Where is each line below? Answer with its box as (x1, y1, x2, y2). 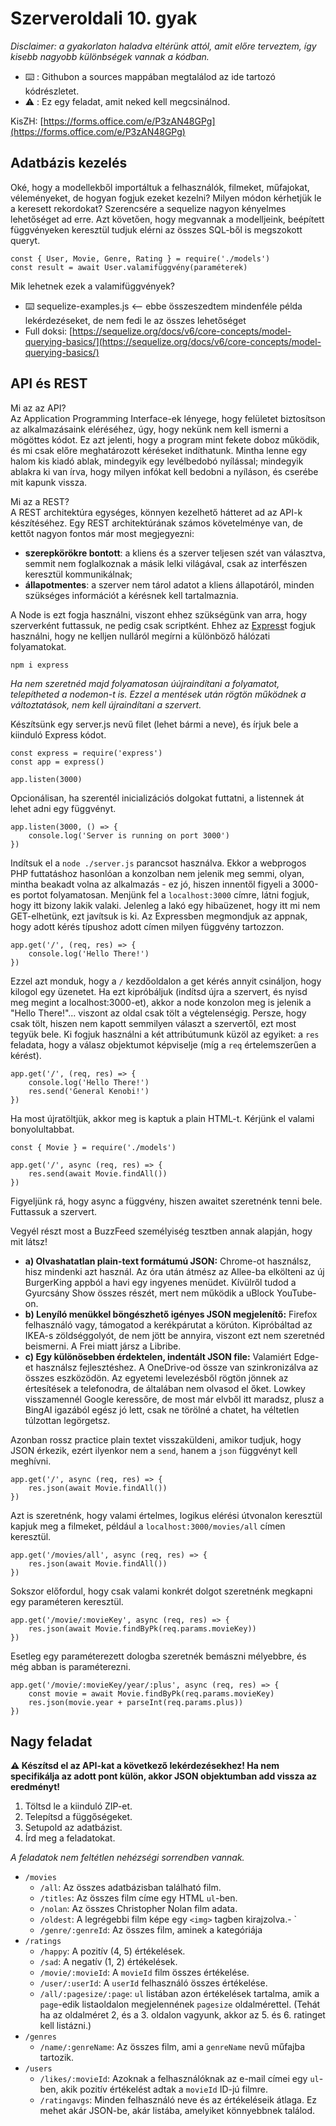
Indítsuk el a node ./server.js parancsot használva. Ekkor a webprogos (10, 857, 307, 869)
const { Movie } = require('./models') (10, 1142, 177, 1152)
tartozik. (39, 2052, 75, 2064)
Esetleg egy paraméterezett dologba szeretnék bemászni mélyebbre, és (10, 1650, 307, 1662)
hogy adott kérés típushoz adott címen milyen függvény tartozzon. (10, 920, 285, 932)
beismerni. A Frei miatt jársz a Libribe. (24, 1340, 182, 1352)
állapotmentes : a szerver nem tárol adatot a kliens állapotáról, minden (24, 578, 315, 591)
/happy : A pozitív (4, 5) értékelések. (39, 1945, 186, 1957)
